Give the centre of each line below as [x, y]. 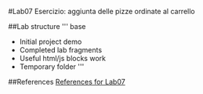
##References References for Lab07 [67, 82]
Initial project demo [51, 42]
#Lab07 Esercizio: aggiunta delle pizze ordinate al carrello [101, 11]
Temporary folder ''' [52, 67]
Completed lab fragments [61, 50]
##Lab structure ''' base [47, 26]
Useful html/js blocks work [62, 58]
